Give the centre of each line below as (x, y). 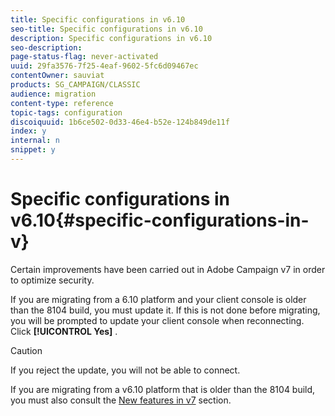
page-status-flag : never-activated (84, 57)
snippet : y (33, 150)
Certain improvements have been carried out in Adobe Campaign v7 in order (168, 269)
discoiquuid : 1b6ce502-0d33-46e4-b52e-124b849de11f (120, 122)
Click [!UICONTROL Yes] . (64, 331)
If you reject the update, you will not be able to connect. (125, 370)
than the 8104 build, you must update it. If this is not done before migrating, (165, 310)
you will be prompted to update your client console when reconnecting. (157, 320)
